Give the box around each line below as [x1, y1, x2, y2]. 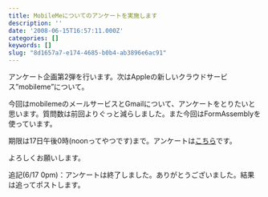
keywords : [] [8, 42, 52, 50]
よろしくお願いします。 [8, 153, 86, 163]
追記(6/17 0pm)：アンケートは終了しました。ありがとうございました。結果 [8, 170, 255, 179]
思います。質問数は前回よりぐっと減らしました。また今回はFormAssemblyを [8, 109, 261, 119]
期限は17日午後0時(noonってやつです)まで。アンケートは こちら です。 [8, 136, 237, 145]
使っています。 [8, 119, 57, 128]
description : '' [8, 19, 63, 27]
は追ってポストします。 [8, 180, 85, 189]
